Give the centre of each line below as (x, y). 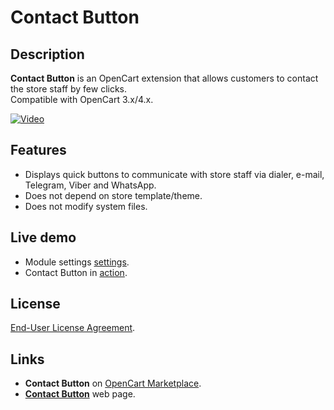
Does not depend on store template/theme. (113, 195)
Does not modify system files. (86, 206)
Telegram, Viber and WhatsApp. (90, 185)
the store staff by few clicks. (69, 89)
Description (47, 54)
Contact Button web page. (80, 394)
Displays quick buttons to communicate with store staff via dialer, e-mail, (174, 174)
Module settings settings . (77, 262)
